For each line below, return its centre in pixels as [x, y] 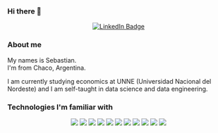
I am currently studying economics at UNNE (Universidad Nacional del [109, 81]
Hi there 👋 [25, 11]
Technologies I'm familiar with [60, 107]
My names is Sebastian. [42, 60]
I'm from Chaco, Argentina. [47, 68]
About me [25, 45]
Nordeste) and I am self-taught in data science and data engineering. [108, 89]
